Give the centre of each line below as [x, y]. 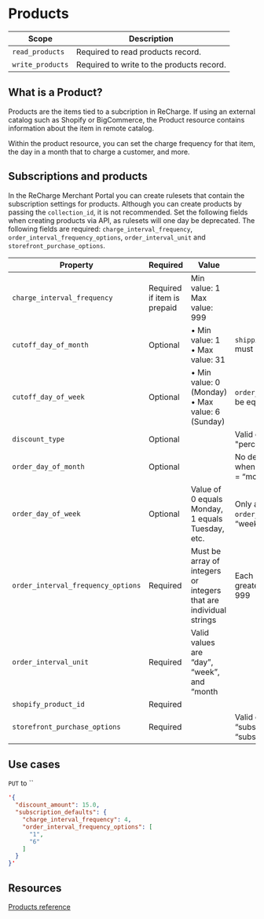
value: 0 [205, 382]
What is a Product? [55, 92]
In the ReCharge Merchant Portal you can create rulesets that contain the [126, 195]
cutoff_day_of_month [50, 345]
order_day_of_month [48, 467]
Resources [35, 888]
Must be [206, 551]
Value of [206, 489]
